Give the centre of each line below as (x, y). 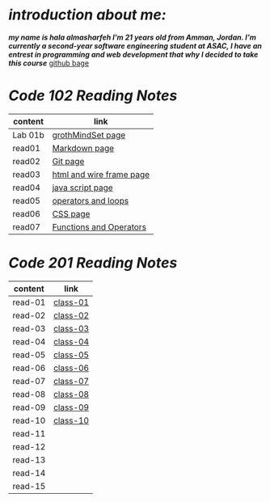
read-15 (29, 486)
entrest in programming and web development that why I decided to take (133, 54)
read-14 (29, 473)
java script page (82, 188)
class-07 (72, 381)
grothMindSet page (89, 135)
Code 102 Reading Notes (93, 96)
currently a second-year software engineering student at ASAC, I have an (135, 45)
